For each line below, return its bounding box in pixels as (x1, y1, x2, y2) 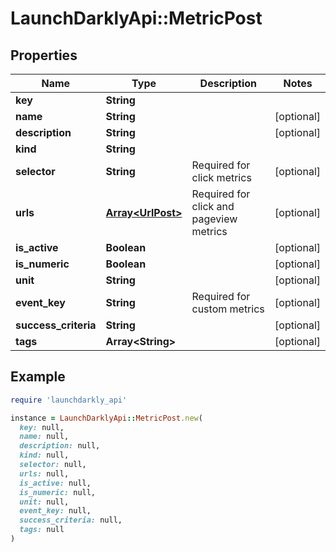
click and (191, 200, 235, 213)
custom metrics (191, 302, 265, 316)
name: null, (19, 432, 70, 442)
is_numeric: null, (19, 487, 97, 497)
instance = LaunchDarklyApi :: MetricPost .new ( (10, 413, 203, 423)
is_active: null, (19, 478, 92, 488)
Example (10, 368, 66, 386)
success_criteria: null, (19, 515, 123, 526)
